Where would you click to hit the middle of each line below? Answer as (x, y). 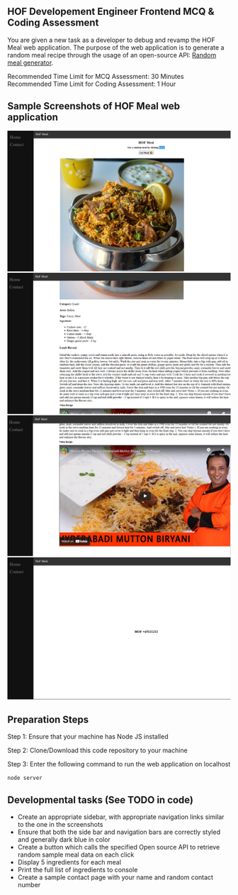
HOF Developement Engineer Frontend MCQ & (111, 12)
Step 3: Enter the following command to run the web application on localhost (119, 764)
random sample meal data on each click (76, 855)
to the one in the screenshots (60, 824)
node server (25, 778)
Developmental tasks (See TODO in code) (100, 799)
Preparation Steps (48, 719)
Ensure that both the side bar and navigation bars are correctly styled (119, 832)
